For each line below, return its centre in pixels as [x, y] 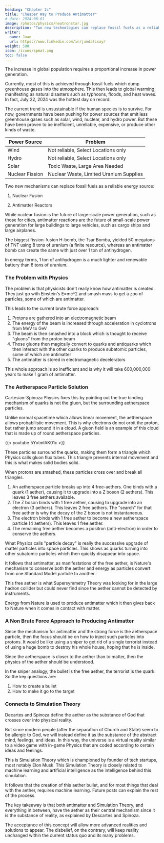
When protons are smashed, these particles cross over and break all [74, 472]
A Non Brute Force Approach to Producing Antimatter [70, 621]
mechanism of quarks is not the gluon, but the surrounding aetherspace [77, 403]
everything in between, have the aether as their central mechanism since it [80, 810]
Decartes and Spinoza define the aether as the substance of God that [75, 715]
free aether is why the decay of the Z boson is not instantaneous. [78, 512]
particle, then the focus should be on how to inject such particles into [75, 637]
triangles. [15, 477]
